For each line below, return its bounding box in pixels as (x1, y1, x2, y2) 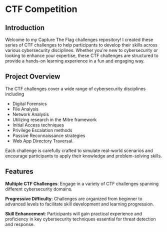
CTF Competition (5, 3, 77, 15)
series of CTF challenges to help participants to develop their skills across (5, 42, 157, 48)
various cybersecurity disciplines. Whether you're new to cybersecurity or (5, 47, 158, 53)
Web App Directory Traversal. (12, 137, 73, 143)
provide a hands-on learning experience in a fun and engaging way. (5, 58, 145, 63)
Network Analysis (12, 111, 49, 117)
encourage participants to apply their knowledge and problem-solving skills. (5, 152, 162, 158)
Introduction (5, 23, 45, 32)
